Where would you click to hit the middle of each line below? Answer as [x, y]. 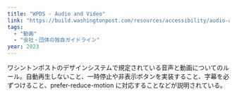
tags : [15, 27]
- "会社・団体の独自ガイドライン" [57, 40]
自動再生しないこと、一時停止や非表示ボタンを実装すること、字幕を [124, 76]
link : [15, 20]
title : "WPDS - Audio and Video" [56, 14]
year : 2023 [23, 47]
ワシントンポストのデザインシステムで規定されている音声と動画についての [115, 67]
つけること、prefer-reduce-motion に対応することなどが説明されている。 [120, 85]
